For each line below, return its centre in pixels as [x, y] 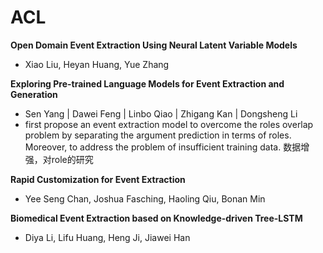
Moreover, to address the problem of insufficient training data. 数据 [163, 147]
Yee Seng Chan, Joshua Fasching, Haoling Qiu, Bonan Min [145, 198]
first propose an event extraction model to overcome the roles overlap [169, 124]
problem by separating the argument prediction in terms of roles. [158, 135]
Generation [34, 94]
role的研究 [72, 159]
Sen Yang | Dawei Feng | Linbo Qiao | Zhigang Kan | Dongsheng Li [161, 113]
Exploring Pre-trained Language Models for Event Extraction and [147, 83]
